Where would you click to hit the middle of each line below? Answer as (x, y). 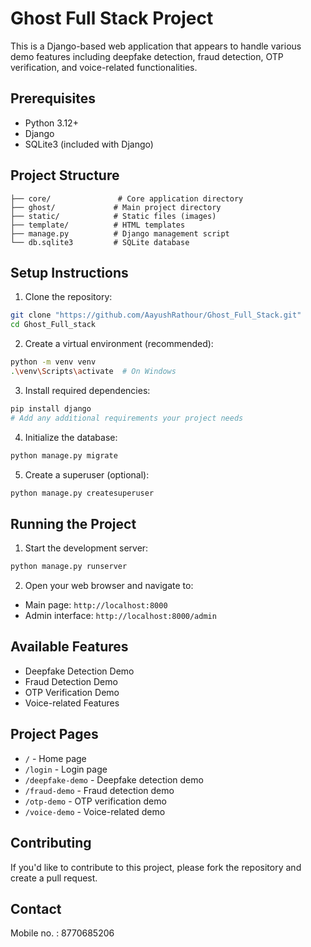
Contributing (51, 843)
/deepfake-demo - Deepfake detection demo (114, 779)
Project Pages (54, 734)
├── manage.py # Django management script (120, 233)
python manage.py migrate (64, 455)
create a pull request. (54, 878)
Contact (36, 908)
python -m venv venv (53, 362)
